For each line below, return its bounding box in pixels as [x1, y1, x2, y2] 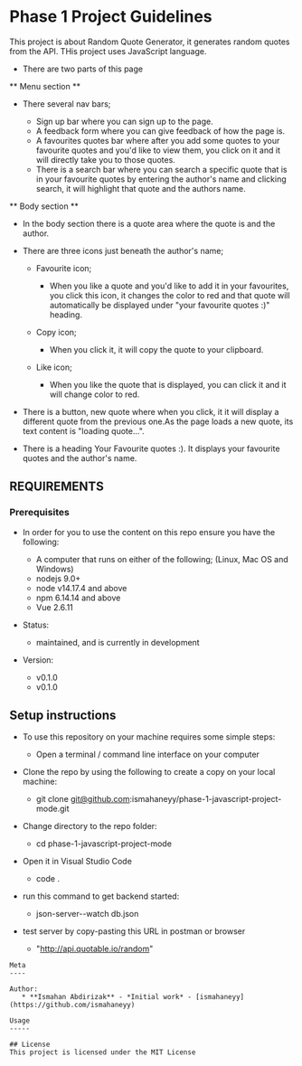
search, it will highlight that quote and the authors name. [35, 183, 246, 193]
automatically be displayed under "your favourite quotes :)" [49, 299, 270, 310]
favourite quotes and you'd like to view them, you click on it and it [35, 145, 280, 156]
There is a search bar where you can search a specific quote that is [35, 164, 288, 175]
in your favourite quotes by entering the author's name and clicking [35, 174, 287, 184]
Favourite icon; [35, 262, 92, 273]
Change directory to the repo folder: [22, 821, 157, 832]
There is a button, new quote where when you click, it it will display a [22, 406, 279, 417]
